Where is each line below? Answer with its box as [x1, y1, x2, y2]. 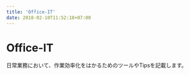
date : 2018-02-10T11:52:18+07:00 [6, 15, 91, 21]
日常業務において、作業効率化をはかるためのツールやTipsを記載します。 [6, 62, 187, 69]
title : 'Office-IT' [6, 9, 56, 15]
